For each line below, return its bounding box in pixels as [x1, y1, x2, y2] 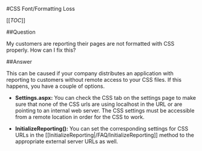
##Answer [6, 58, 32, 65]
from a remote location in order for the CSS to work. [15, 114, 145, 120]
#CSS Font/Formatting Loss [6, 5, 76, 12]
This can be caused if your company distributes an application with [6, 70, 174, 77]
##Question [6, 28, 36, 35]
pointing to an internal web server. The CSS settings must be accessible [15, 107, 195, 114]
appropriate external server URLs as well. [15, 138, 119, 145]
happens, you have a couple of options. [6, 82, 105, 90]
